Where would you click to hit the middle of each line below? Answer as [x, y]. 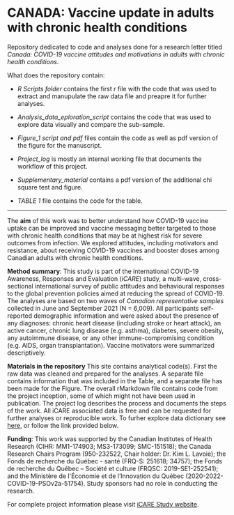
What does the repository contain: [56, 75]
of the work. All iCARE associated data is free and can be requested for [109, 410]
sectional [20, 286]
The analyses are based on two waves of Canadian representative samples [116, 300]
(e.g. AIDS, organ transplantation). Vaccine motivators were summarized [111, 345]
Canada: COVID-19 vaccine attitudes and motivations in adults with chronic [116, 54]
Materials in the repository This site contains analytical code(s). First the [112, 366]
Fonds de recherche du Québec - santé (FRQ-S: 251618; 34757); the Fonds [115, 461]
